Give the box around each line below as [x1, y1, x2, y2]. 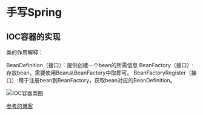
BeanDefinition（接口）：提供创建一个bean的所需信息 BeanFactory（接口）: [6, 62, 194, 68]
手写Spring [6, 5, 62, 19]
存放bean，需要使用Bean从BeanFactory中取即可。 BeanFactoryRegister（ [6, 69, 191, 76]
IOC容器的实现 [6, 31, 61, 42]
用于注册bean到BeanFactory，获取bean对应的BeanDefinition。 [18, 77, 176, 84]
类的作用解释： [6, 49, 44, 56]
